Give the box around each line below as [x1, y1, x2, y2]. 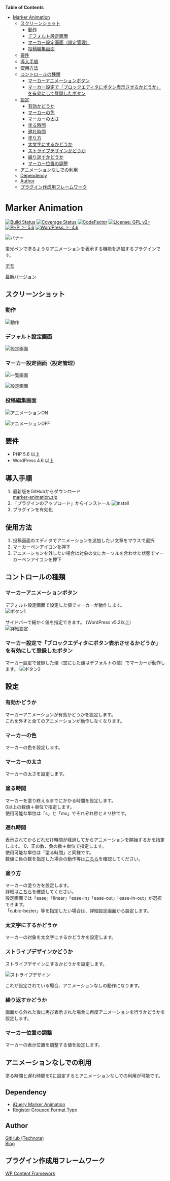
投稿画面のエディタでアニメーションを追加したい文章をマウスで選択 [12, 537, 155, 543]
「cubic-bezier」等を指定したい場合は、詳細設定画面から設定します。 [5, 908, 152, 914]
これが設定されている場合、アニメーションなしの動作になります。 [5, 982, 143, 988]
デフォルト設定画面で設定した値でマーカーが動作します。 [5, 602, 125, 608]
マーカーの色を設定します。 [5, 744, 63, 750]
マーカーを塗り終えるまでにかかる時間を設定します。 [5, 797, 116, 803]
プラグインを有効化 [12, 506, 53, 513]
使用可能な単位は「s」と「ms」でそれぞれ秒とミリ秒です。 [5, 810, 129, 816]
